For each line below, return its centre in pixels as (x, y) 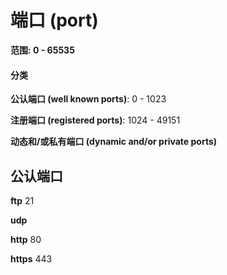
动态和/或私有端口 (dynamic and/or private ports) (114, 142)
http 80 (26, 239)
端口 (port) (54, 20)
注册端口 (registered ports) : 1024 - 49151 (95, 120)
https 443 (31, 258)
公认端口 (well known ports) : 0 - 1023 (88, 99)
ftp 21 (22, 200)
